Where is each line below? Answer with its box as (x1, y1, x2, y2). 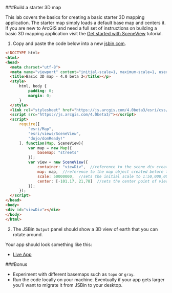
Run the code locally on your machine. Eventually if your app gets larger (12, 276, 165, 283)
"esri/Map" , (28, 126, 54, 131)
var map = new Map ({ (28, 145, 72, 150)
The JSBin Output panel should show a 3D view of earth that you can (12, 226, 158, 232)
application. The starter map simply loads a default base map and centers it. (5, 20, 166, 26)
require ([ (18, 122, 40, 127)
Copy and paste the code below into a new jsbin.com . (12, 40, 126, 47)
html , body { (18, 84, 47, 89)
